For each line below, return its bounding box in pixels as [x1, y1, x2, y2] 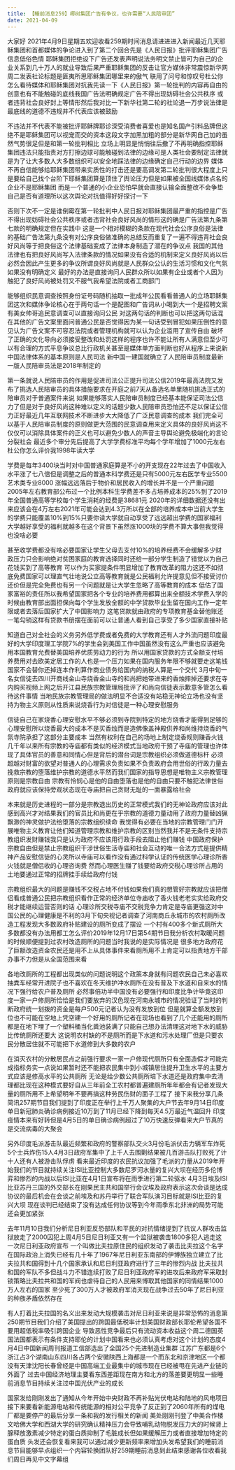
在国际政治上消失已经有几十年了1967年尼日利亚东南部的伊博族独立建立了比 [7, 1250, 223, 1259]
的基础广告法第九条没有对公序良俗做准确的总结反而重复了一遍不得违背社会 [7, 232, 222, 241]
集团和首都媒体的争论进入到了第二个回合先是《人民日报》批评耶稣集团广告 [13, 45, 228, 54]
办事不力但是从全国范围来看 [7, 955, 87, 963]
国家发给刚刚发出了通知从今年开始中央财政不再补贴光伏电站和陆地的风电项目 [7, 1393, 228, 1402]
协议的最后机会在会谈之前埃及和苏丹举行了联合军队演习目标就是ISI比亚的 [7, 1192, 217, 1200]
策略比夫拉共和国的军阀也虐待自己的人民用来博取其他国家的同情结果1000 [13, 1276, 224, 1285]
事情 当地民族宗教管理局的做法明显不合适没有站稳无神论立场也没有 [25, 692, 218, 700]
